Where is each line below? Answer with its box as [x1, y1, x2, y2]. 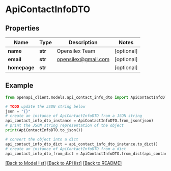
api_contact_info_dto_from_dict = [5, 151, 79, 156]
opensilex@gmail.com [56, 56, 110, 63]
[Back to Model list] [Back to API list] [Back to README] [5, 160, 122, 166]
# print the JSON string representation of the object [5, 123, 124, 128]
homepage [8, 64, 35, 71]
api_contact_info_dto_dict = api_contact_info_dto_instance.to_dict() [5, 141, 158, 147]
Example [5, 81, 34, 90]
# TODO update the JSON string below [5, 104, 85, 109]
